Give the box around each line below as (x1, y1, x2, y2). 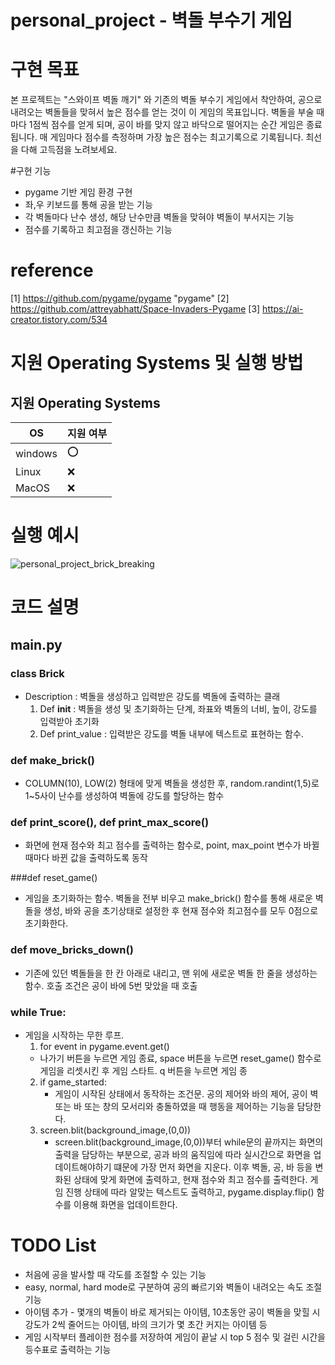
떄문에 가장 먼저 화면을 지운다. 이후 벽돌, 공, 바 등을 (113, 1161, 313, 1173)
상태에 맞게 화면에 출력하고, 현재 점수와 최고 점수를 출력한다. (73, 1174, 308, 1186)
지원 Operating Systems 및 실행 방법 (10, 352, 304, 375)
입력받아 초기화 (39, 715, 100, 727)
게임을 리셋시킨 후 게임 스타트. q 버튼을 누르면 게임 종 (39, 1065, 248, 1077)
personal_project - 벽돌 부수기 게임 (10, 9, 293, 32)
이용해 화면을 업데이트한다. (73, 1199, 178, 1211)
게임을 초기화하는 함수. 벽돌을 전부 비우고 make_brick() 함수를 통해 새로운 (24, 892, 313, 905)
